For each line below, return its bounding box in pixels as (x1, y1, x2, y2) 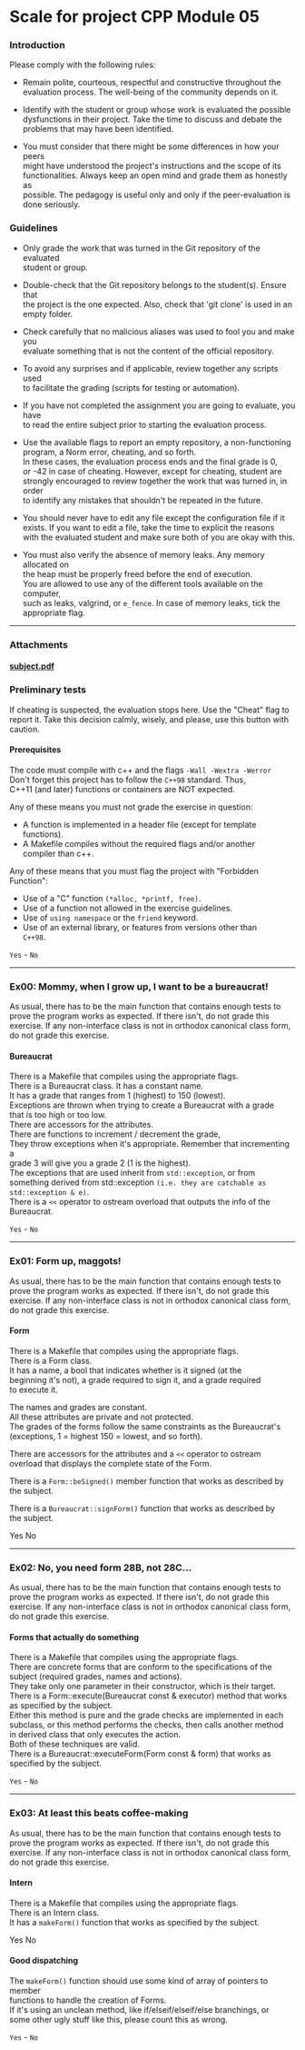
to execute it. (9, 1384, 58, 1395)
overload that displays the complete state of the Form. (9, 1458, 212, 1468)
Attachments (9, 638, 68, 651)
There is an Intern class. (9, 1906, 100, 1918)
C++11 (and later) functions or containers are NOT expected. (9, 783, 236, 794)
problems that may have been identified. (22, 124, 174, 134)
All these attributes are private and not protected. (9, 1411, 193, 1422)
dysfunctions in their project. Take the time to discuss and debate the (22, 114, 282, 124)
